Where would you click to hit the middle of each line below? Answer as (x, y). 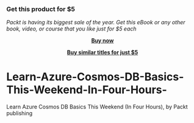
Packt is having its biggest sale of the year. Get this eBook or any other (96, 23)
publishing (20, 113)
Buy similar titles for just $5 (102, 52)
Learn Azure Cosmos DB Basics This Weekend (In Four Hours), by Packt (97, 107)
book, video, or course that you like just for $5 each (71, 29)
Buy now (102, 41)
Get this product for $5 (41, 9)
